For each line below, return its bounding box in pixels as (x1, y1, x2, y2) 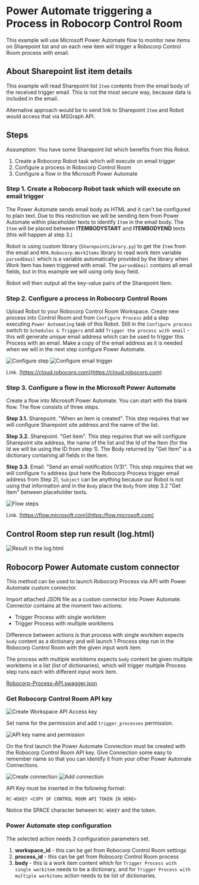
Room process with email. (6, 49, 70, 56)
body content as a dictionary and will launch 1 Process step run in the (6, 638, 174, 645)
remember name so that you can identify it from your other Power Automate (6, 755, 192, 762)
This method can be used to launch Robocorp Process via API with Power (6, 578, 187, 585)
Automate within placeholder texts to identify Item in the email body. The (6, 218, 184, 226)
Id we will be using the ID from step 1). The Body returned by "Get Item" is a (6, 445, 192, 453)
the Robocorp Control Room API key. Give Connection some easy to (6, 749, 172, 756)
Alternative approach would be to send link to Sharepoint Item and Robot (6, 106, 184, 114)
